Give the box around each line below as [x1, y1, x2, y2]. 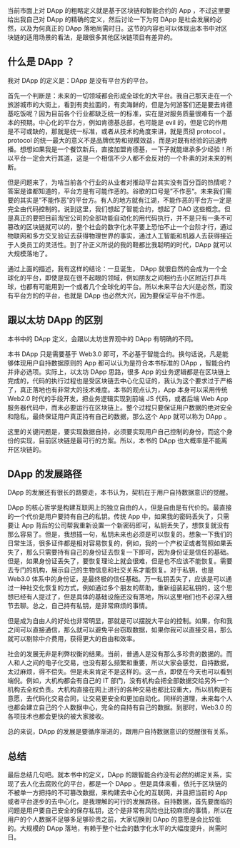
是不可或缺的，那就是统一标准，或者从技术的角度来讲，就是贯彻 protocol [7, 127, 221, 136]
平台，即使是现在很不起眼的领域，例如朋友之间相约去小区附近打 [26, 273, 214, 282]
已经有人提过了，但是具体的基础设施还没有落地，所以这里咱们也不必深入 [13, 592, 226, 601]
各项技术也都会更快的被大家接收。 [7, 712, 108, 721]
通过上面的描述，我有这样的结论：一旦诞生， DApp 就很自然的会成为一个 [7, 264, 221, 273]
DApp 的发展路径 [7, 468, 82, 480]
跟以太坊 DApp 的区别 [7, 314, 104, 326]
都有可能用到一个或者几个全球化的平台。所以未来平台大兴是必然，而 [26, 282, 226, 291]
